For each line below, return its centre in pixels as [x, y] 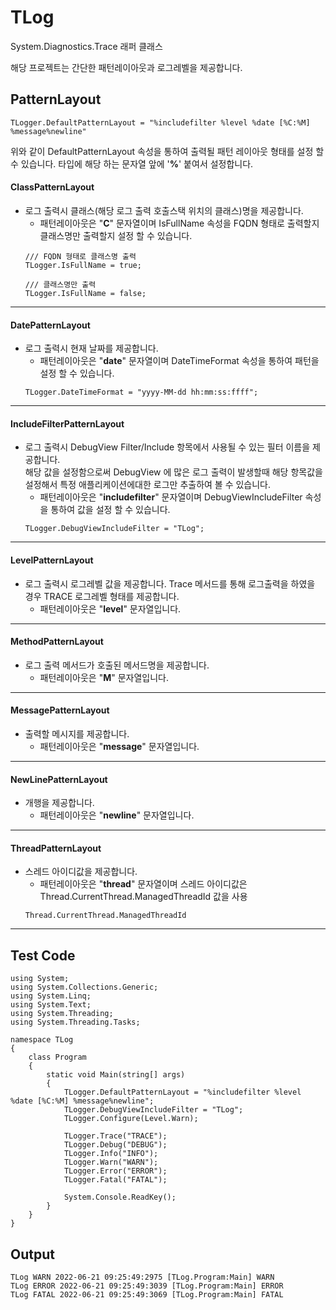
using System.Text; [51, 1005]
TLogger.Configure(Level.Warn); [131, 1119]
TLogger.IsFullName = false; [85, 293]
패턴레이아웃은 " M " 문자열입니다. [104, 677]
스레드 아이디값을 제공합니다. [81, 872]
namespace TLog [42, 1040]
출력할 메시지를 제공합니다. [77, 733]
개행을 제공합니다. [59, 803]
